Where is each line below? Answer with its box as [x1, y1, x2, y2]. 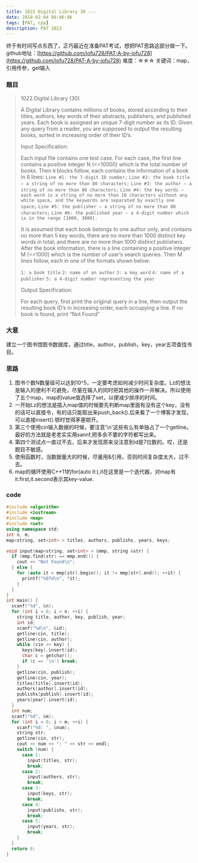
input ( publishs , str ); [27, 807, 83, 813]
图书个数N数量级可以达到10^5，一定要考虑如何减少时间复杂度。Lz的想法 [14, 379, 191, 386]
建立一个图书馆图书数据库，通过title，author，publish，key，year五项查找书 [6, 340, 192, 348]
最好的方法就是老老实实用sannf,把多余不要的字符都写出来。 [14, 431, 160, 438]
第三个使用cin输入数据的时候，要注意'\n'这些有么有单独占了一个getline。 [14, 423, 192, 431]
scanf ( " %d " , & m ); [11, 713, 54, 719]
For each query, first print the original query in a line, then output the [20, 298, 188, 305]
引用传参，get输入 [6, 65, 51, 72]
